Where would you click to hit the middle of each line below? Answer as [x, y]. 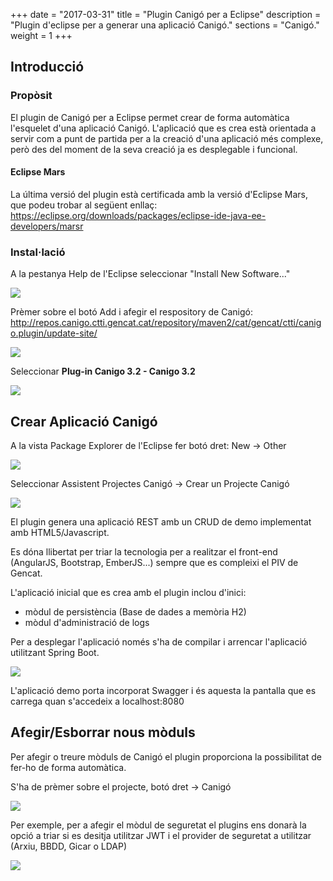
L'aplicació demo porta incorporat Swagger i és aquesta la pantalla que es [163, 690]
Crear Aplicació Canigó [84, 421]
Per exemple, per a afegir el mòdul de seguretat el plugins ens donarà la [158, 825]
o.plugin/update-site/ [54, 333]
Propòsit [31, 96]
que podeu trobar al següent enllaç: [84, 205]
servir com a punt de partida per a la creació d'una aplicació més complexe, [167, 138]
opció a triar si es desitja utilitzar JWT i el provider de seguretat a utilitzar [161, 835]
